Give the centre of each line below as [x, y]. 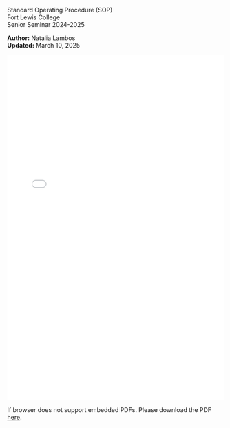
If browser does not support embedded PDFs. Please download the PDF [109, 410]
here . [14, 417]
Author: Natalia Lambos [41, 38]
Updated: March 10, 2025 [44, 45]
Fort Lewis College [34, 17]
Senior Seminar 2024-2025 [46, 25]
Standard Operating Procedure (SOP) [60, 10]
